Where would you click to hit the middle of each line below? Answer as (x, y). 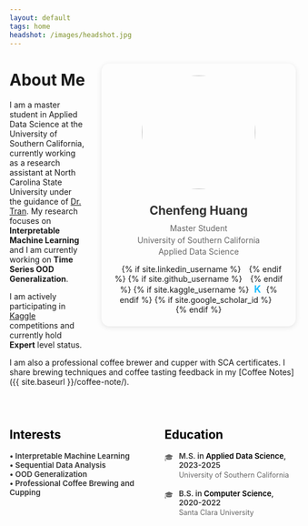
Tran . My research (44, 211)
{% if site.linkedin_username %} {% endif (201, 269)
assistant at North (43, 173)
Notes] (281, 372)
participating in (38, 307)
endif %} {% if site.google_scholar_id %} (196, 300)
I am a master (35, 105)
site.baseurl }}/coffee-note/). (75, 382)
